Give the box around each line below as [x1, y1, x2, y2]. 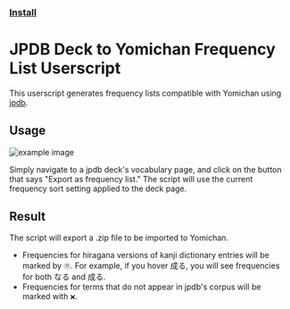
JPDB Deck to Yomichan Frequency [9, 39, 277, 60]
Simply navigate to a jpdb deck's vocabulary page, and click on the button [9, 163, 283, 175]
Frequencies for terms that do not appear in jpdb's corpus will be [21, 281, 261, 292]
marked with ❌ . [21, 291, 79, 302]
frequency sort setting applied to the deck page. [9, 183, 187, 194]
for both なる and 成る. [21, 271, 106, 282]
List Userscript [9, 58, 121, 79]
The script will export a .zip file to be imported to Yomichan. [9, 232, 229, 243]
